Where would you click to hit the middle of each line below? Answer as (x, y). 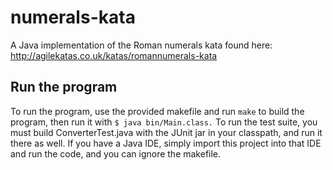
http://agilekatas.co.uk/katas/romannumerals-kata (114, 55)
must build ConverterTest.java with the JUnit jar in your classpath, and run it (166, 132)
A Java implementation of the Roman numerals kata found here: (141, 45)
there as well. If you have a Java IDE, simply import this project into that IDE (166, 143)
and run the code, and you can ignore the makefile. (116, 153)
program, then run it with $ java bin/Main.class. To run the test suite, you (164, 122)
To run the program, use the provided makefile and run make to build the (157, 111)
